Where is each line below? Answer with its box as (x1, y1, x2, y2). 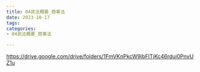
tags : (6, 20, 20, 26)
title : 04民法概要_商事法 (6, 8, 65, 15)
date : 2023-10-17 (6, 14, 50, 20)
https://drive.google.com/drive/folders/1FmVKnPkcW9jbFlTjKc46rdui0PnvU (6, 53, 194, 60)
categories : (6, 25, 36, 32)
